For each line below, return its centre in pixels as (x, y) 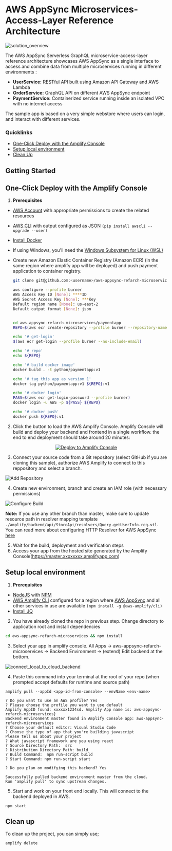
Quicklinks (19, 132)
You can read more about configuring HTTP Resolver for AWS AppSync (81, 530)
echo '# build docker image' (44, 365)
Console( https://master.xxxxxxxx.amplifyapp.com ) (66, 556)
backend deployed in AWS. (41, 796)
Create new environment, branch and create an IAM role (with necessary (90, 488)
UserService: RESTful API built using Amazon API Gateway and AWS (86, 82)
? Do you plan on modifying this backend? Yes (56, 768)
